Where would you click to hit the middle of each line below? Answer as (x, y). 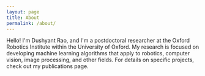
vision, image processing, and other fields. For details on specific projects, (100, 60)
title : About (23, 18)
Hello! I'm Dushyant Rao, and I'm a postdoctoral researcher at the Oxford (98, 41)
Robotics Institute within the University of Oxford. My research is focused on (103, 47)
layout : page (23, 12)
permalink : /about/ (31, 23)
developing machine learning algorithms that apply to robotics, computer (98, 54)
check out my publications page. (47, 66)
